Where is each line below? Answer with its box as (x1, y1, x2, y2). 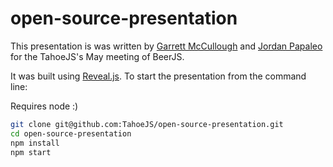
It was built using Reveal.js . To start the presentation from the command (10, 70, 307, 82)
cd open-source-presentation (10, 128, 132, 139)
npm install (10, 138, 60, 148)
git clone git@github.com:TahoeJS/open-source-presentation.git (10, 119, 284, 129)
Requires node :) (10, 100, 79, 112)
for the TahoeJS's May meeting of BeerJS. (10, 50, 185, 62)
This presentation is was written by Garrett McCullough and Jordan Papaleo (10, 40, 323, 52)
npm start (10, 147, 52, 157)
